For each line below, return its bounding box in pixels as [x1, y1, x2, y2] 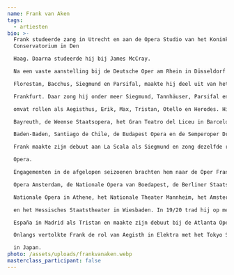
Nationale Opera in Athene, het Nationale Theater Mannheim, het [13, 193, 208, 201]
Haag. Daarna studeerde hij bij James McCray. [13, 55, 151, 63]
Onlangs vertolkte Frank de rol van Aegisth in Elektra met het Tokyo [13, 232, 223, 239]
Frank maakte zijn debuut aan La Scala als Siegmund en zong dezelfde [13, 144, 223, 151]
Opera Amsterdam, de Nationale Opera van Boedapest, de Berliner [13, 181, 208, 188]
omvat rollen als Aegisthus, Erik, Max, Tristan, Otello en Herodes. [13, 105, 219, 112]
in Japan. [13, 244, 42, 251]
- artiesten [13, 23, 49, 30]
